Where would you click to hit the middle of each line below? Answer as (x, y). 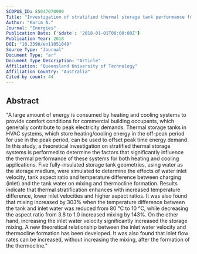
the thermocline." (27, 245)
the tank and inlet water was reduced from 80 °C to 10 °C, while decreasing (97, 208)
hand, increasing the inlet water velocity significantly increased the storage (97, 221)
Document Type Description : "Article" (53, 60)
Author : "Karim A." (30, 22)
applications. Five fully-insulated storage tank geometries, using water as (95, 164)
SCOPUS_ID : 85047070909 (35, 11)
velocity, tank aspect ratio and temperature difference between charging (94, 177)
